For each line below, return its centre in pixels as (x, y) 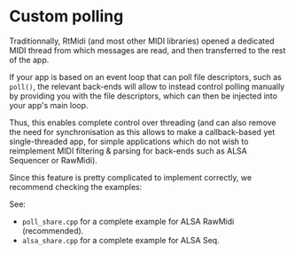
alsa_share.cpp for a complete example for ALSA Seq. (120, 240)
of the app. (29, 60)
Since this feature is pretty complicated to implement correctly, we (131, 177)
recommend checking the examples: (76, 187)
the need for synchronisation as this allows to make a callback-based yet (142, 131)
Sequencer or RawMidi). (53, 160)
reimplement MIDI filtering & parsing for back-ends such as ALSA (128, 151)
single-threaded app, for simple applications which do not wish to (129, 141)
